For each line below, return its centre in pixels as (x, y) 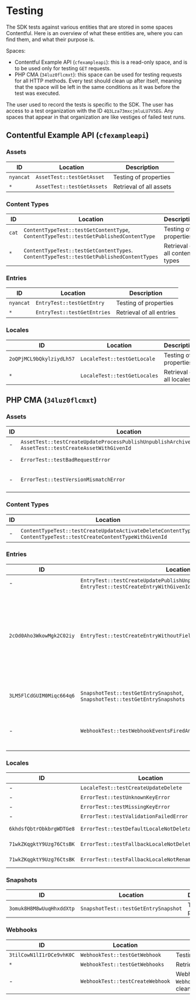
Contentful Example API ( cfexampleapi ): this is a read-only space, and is (101, 62)
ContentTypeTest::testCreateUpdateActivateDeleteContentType (107, 530)
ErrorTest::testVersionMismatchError (73, 480)
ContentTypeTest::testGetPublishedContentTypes (91, 257)
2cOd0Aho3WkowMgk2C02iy (42, 635)
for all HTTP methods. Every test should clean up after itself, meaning (98, 81)
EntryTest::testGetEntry (70, 303)
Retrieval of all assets (142, 187)
